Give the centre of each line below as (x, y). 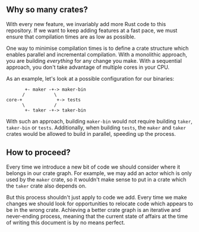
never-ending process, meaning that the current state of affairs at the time (97, 216)
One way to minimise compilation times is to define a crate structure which (97, 48)
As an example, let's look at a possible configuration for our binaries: (90, 78)
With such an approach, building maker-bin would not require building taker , (99, 121)
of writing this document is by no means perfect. (66, 223)
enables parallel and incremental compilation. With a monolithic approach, (97, 54)
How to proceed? (38, 153)
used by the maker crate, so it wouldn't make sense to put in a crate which (96, 179)
